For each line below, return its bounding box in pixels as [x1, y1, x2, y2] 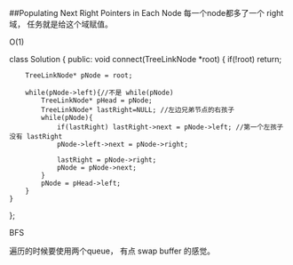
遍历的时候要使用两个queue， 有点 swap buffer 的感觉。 [9, 245, 216, 256]
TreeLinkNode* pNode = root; [25, 71, 133, 80]
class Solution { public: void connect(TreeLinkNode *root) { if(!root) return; [9, 54, 282, 64]
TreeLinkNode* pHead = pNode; [41, 96, 153, 105]
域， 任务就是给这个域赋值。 [9, 19, 113, 29]
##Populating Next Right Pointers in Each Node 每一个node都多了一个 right [9, 8, 284, 18]
